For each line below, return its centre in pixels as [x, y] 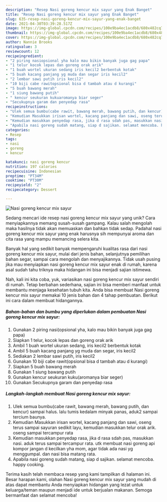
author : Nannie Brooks [29, 42]
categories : [18, 130]
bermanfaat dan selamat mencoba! [41, 495]
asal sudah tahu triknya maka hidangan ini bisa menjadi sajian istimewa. [79, 269]
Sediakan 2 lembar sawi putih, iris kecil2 [54, 356]
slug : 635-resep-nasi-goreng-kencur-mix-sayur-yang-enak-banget [73, 19]
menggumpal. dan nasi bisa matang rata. [54, 454]
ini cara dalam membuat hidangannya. [45, 300]
